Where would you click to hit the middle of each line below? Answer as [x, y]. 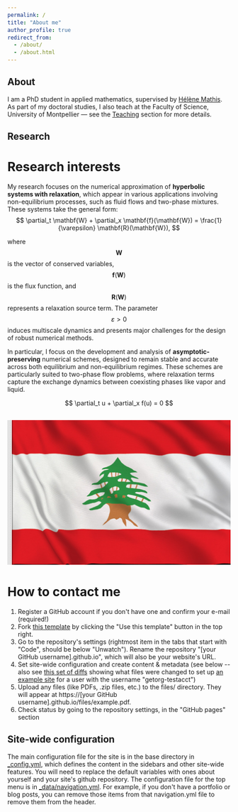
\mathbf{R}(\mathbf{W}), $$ [139, 228]
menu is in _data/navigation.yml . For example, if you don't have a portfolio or [119, 786]
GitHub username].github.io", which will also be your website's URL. [117, 657]
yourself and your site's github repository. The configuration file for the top [117, 779]
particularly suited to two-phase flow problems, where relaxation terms [111, 374]
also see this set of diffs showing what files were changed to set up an [120, 671]
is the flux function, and [42, 286]
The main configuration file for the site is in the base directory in [101, 757]
